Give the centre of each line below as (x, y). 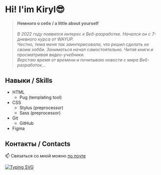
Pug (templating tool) (40, 97)
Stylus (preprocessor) (41, 108)
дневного (27, 39)
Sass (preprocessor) (40, 113)
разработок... (31, 65)
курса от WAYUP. (56, 39)
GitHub (27, 123)
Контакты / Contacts (38, 144)
